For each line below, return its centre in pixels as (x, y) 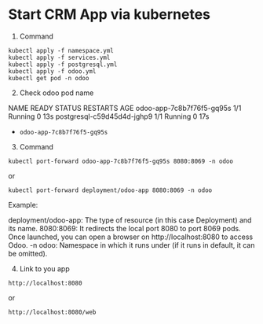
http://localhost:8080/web (52, 312)
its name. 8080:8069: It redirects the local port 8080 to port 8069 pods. (124, 228)
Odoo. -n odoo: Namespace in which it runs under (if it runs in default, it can (131, 245)
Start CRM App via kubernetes (109, 15)
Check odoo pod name (57, 93)
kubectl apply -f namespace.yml (61, 50)
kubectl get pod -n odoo (49, 78)
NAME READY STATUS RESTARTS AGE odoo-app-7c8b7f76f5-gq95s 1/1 (125, 108)
